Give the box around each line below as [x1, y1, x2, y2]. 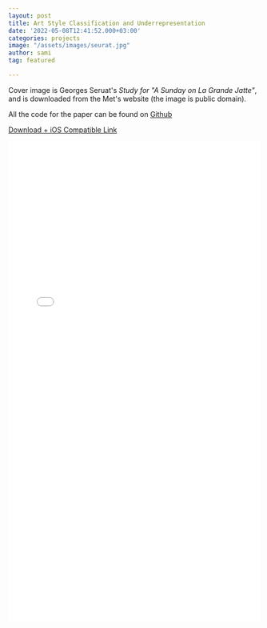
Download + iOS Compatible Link [8, 125, 118, 135]
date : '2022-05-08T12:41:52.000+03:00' [8, 26, 141, 34]
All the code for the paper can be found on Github [8, 109, 173, 119]
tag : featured [8, 57, 56, 65]
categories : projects [8, 34, 81, 42]
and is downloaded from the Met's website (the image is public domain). [8, 94, 246, 103]
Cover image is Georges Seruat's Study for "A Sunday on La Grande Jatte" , [8, 85, 257, 95]
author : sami [8, 49, 52, 57]
